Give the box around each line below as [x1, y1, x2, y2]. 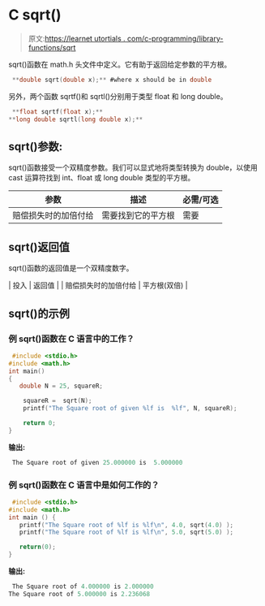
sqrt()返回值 [8, 240, 71, 253]
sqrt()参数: [8, 140, 63, 154]
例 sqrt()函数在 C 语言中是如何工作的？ [8, 479, 160, 491]
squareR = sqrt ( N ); [23, 396, 92, 405]
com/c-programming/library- [126, 33, 224, 43]
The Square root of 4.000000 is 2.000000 [11, 582, 154, 591]
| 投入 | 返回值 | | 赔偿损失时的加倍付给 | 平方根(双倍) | [8, 280, 188, 290]
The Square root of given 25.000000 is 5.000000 [11, 458, 183, 466]
